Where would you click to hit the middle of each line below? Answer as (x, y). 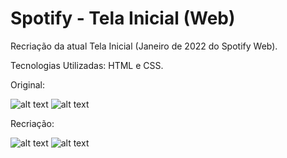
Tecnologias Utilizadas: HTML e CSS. (87, 65)
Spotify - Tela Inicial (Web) (123, 18)
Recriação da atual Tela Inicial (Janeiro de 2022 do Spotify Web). (144, 46)
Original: (28, 84)
